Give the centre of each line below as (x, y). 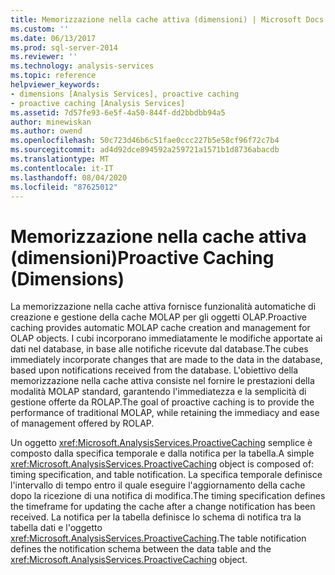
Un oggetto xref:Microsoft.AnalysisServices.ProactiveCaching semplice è (161, 443)
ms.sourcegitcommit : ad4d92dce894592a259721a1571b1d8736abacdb (145, 150)
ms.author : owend (46, 131)
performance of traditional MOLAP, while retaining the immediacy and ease (165, 413)
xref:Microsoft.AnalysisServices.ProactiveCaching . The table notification (158, 538)
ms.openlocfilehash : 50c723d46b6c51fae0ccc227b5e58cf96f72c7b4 (145, 141)
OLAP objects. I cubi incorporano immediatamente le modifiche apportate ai (166, 338)
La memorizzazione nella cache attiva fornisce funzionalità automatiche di (163, 307)
